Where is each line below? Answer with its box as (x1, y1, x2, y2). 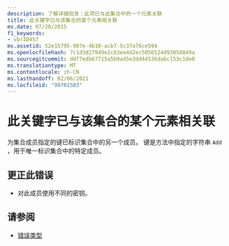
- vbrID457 (7, 36, 39, 43)
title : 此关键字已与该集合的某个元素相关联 (7, 17, 118, 24)
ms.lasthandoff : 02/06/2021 (7, 75, 89, 82)
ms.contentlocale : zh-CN (7, 68, 80, 75)
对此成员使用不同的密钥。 (17, 189, 91, 197)
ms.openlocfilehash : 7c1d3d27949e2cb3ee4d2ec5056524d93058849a (7, 49, 195, 56)
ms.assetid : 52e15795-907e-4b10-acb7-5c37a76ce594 (7, 43, 158, 49)
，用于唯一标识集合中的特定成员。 (7, 147, 105, 155)
